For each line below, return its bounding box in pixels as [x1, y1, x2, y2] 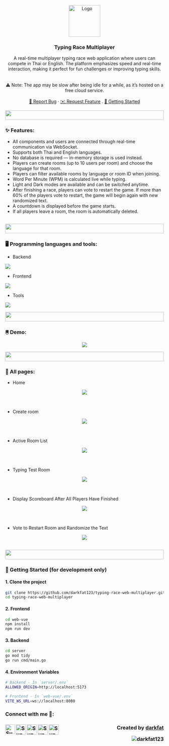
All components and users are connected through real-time [12, 138, 136, 145]
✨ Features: [5, 127, 35, 134]
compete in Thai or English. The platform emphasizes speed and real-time [8, 61, 161, 67]
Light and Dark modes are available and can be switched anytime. [12, 181, 149, 188]
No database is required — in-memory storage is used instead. [12, 154, 143, 161]
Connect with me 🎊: [5, 710, 54, 717]
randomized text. [12, 197, 48, 204]
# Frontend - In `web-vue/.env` [5, 693, 73, 699]
